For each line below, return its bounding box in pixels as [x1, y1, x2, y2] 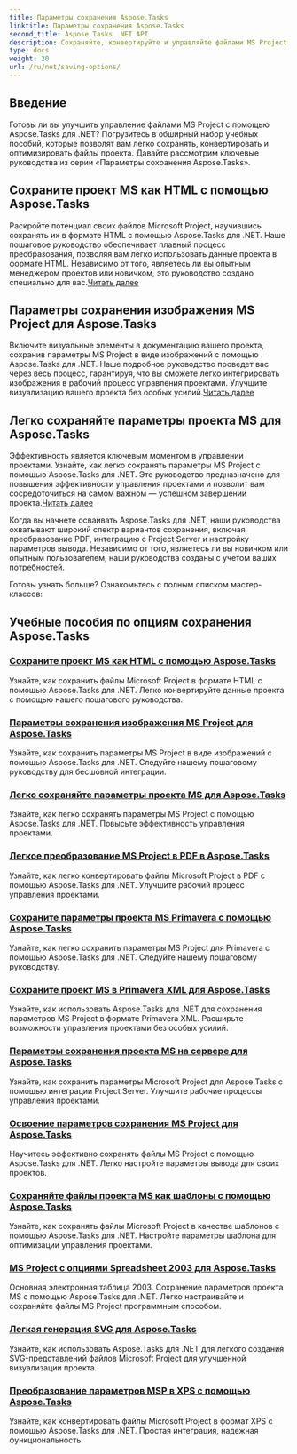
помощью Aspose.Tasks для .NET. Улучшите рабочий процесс [9, 879, 246, 890]
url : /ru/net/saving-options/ [9, 63, 121, 72]
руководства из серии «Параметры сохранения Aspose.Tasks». [9, 156, 251, 167]
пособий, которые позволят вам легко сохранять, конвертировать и [9, 138, 269, 148]
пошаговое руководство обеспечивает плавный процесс [9, 239, 226, 250]
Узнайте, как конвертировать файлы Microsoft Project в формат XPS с [9, 1416, 273, 1426]
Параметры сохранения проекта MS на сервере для [9, 1045, 248, 1058]
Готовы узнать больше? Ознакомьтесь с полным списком [9, 579, 229, 590]
